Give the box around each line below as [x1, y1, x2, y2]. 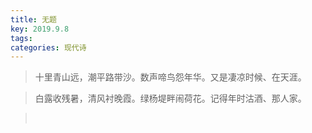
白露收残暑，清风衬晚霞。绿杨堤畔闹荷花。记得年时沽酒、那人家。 [34, 92, 307, 105]
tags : [10, 33, 33, 43]
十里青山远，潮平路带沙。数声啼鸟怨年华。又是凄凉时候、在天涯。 [34, 71, 307, 83]
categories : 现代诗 [10, 42, 87, 53]
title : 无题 [10, 14, 57, 25]
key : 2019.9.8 [10, 24, 70, 34]
